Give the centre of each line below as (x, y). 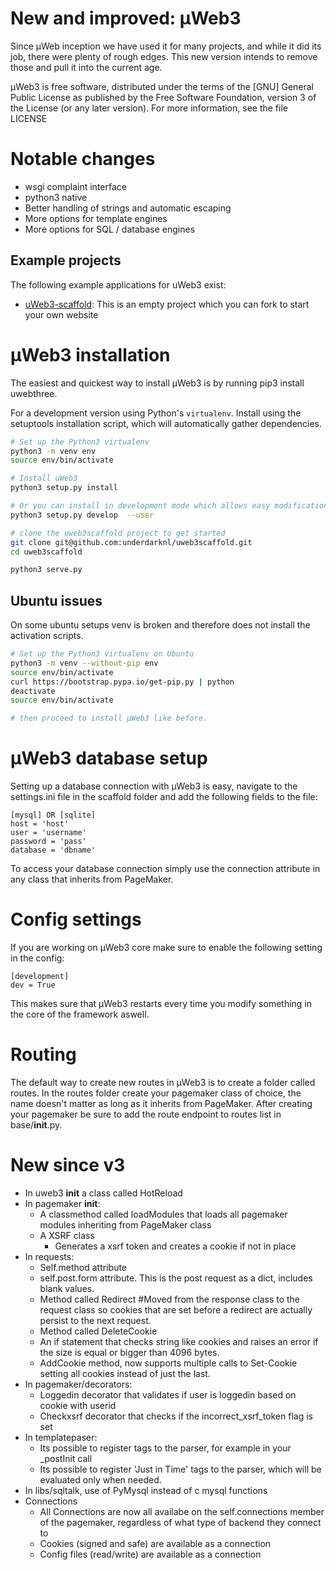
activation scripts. (47, 636)
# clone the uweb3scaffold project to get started (118, 533)
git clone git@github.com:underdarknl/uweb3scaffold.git (131, 542)
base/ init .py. (36, 1125)
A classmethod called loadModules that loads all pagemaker (163, 1214)
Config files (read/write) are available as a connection (150, 1554)
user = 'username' (48, 833)
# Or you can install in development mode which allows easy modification (169, 506)
